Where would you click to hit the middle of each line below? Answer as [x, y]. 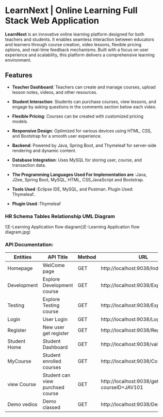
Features [19, 75]
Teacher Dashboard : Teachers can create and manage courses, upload [84, 87]
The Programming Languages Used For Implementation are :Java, [79, 174]
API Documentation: [29, 244]
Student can [56, 375]
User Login [55, 319]
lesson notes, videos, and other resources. [55, 92]
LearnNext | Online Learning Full [71, 10]
